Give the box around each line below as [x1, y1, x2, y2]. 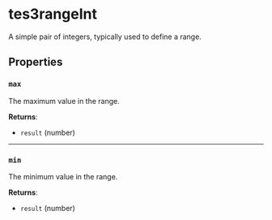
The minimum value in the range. [8, 171, 118, 181]
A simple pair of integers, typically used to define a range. [8, 32, 202, 41]
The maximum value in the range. [8, 96, 120, 106]
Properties [8, 55, 63, 69]
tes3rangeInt [8, 5, 98, 24]
